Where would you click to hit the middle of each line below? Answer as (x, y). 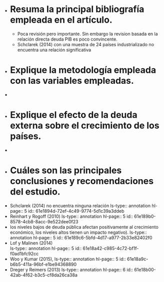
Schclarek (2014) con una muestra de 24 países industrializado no (85, 44)
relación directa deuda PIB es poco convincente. (67, 39)
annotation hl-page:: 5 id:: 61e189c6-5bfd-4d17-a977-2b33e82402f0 (81, 237)
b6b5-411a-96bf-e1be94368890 (43, 264)
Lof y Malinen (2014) (31, 243)
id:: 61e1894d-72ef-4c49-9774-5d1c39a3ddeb (76, 211)
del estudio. (35, 192)
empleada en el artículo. (61, 20)
